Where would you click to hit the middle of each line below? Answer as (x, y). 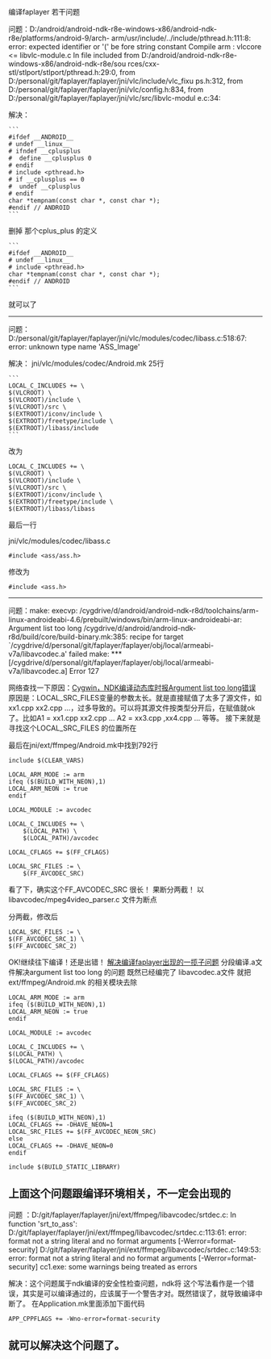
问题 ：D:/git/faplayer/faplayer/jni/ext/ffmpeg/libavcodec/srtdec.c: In (122, 1215)
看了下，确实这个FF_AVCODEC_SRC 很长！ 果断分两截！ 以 (106, 889)
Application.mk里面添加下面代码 (92, 1303)
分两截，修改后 (33, 917)
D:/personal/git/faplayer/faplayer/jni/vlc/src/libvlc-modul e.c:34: (115, 98)
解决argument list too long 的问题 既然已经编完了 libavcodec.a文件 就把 (133, 972)
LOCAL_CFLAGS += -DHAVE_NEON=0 (61, 1146)
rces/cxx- (144, 64)
